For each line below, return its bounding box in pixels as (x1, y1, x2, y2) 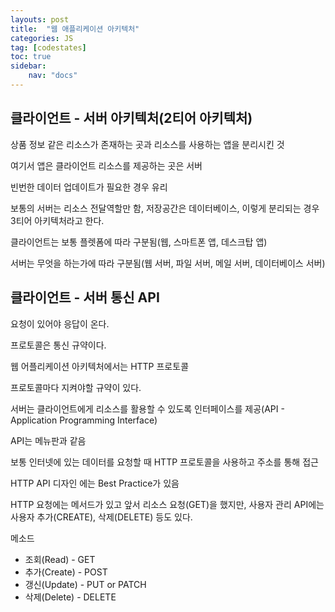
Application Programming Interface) (10, 414, 158, 426)
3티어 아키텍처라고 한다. (10, 214, 105, 226)
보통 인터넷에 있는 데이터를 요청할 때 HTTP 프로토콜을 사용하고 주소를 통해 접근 (10, 456, 319, 468)
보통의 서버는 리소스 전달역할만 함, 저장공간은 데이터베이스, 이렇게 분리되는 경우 (10, 202, 320, 214)
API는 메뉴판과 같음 (10, 434, 87, 446)
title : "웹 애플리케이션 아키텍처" (10, 24, 140, 34)
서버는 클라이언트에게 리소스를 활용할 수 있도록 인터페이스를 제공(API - (10, 402, 285, 415)
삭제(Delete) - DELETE (24, 591, 117, 603)
